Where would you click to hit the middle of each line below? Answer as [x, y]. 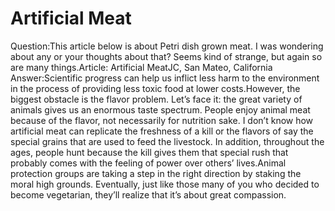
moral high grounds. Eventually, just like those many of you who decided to [165, 184]
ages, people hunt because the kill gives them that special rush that [149, 152]
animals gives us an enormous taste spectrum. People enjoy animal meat [160, 109]
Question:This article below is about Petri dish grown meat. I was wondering [167, 46]
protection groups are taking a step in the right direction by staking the [156, 173]
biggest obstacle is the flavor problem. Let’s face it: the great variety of [156, 99]
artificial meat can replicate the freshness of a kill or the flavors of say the [162, 131]
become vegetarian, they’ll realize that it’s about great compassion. [148, 194]
